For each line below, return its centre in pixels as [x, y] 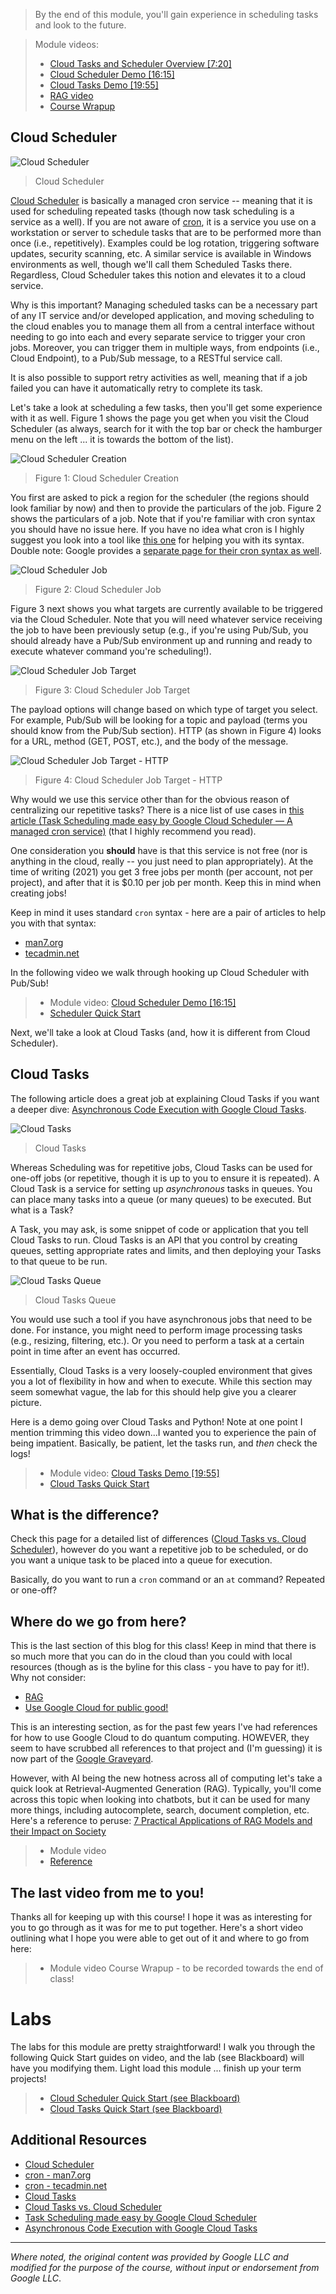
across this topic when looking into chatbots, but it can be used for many [160, 1800]
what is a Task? [42, 1210]
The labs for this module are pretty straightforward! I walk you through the [163, 2047]
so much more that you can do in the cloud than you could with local [151, 1656]
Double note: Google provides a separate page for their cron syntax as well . [166, 550]
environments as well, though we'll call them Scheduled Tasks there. [151, 264]
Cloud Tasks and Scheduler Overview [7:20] [140, 63]
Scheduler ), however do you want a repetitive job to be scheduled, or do [159, 1550]
